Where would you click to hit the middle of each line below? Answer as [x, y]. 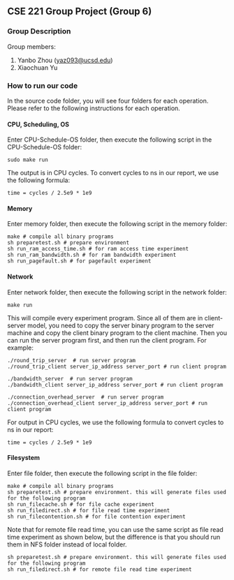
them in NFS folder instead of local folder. [67, 544]
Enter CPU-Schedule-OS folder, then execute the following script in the [110, 140]
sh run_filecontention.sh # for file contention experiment [97, 516]
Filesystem [24, 458]
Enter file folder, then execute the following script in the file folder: [102, 473]
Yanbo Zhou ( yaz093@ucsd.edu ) [65, 60]
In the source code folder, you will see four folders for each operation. [108, 101]
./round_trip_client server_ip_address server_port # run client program [117, 366]
